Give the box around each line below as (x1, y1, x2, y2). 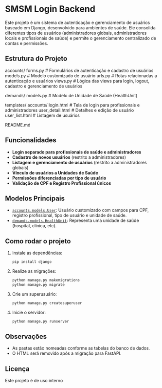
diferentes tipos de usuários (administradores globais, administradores (5, 30, 147, 36)
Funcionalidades (5, 136, 57, 145)
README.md (5, 122, 31, 128)
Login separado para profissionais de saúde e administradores (12, 149, 142, 155)
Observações (5, 332, 47, 341)
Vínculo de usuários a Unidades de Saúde (12, 170, 98, 175)
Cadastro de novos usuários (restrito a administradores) (12, 154, 126, 160)
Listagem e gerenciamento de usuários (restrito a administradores (12, 159, 147, 165)
